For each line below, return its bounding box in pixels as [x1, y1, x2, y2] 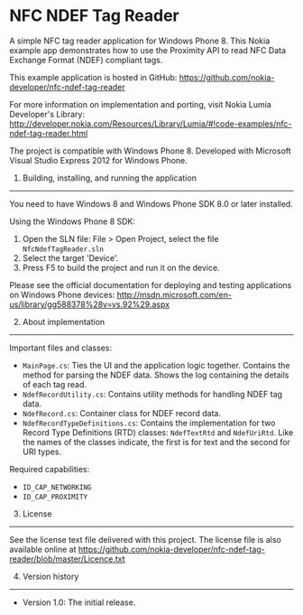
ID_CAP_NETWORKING [22, 482, 92, 492]
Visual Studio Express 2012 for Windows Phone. [9, 154, 188, 165]
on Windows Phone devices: [9, 289, 115, 300]
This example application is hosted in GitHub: [9, 71, 178, 82]
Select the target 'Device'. [22, 252, 119, 263]
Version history [22, 571, 79, 582]
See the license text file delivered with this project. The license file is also [9, 534, 281, 545]
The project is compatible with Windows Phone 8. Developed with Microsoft [9, 145, 291, 156]
